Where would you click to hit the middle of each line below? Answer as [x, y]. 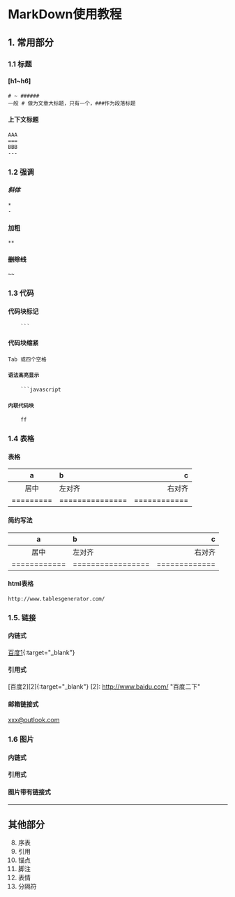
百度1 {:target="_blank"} [41, 652]
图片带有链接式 [29, 791]
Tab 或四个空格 [28, 359]
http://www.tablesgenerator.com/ [56, 598]
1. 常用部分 [31, 42]
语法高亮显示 [24, 375]
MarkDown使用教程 [65, 14]
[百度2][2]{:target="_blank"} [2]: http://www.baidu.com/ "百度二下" [104, 687]
